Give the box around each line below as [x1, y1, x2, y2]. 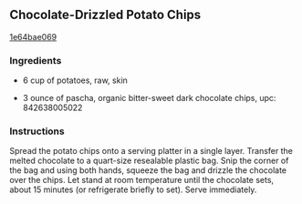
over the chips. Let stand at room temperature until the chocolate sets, [9, 175, 275, 186]
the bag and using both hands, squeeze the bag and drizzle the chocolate [9, 165, 287, 176]
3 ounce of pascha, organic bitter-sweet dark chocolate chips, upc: [22, 93, 276, 104]
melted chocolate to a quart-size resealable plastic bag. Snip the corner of [9, 155, 289, 167]
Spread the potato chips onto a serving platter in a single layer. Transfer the [9, 146, 294, 157]
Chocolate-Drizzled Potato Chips [9, 7, 202, 23]
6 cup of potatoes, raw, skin [22, 75, 128, 86]
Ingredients [9, 54, 62, 66]
